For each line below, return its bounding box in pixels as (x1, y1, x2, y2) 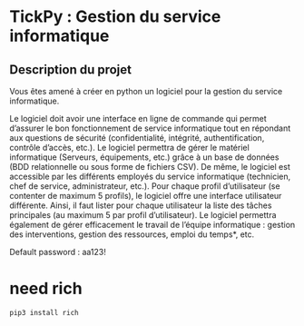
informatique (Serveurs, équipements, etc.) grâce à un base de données (9, 152, 279, 163)
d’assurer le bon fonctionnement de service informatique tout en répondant (9, 123, 291, 133)
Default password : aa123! (9, 247, 107, 257)
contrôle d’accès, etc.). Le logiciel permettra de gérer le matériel (9, 143, 250, 153)
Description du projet (9, 62, 132, 77)
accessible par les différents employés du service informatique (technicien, (9, 171, 291, 182)
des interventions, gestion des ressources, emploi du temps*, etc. (9, 229, 255, 240)
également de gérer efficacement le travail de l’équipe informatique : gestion (9, 220, 296, 230)
